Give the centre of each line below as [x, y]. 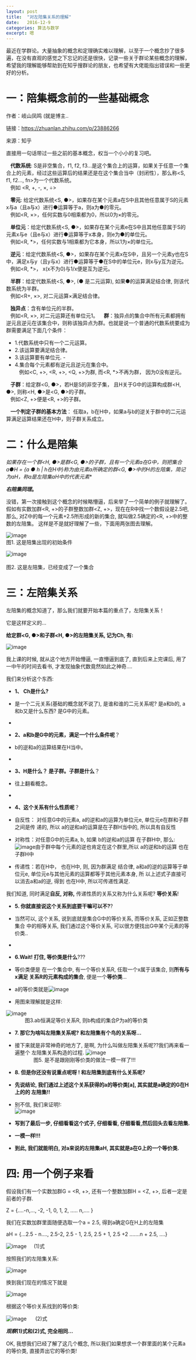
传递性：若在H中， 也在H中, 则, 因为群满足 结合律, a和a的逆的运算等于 [99, 866]
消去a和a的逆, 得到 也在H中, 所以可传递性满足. [75, 881]
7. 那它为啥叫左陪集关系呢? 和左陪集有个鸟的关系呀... [78, 1033]
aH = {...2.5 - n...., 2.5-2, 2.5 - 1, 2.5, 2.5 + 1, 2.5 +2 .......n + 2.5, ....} [87, 1234]
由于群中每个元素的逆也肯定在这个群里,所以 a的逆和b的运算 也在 [112, 846]
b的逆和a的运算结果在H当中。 [50, 747]
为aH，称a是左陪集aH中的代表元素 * [49, 477]
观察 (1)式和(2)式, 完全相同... [40, 1331]
